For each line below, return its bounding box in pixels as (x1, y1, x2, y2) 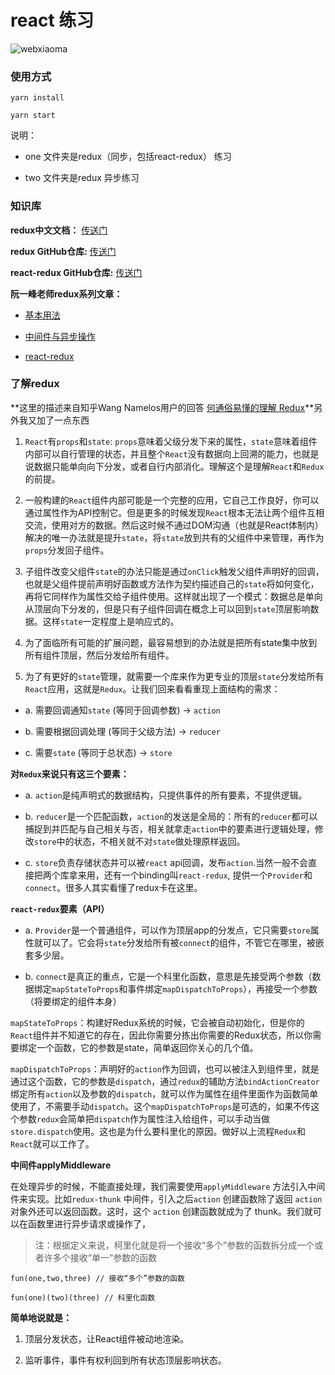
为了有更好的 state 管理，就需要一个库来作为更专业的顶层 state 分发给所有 (24, 670, 325, 682)
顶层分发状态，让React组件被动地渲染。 (24, 1332, 190, 1345)
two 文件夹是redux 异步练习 (24, 172, 140, 184)
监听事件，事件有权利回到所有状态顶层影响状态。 (24, 1354, 227, 1366)
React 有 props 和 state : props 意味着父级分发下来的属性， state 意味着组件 (24, 435, 318, 447)
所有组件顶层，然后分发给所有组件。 (24, 649, 175, 661)
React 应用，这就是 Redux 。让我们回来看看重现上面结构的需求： (24, 682, 281, 695)
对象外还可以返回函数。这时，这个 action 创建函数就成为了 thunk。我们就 (10, 1205, 313, 1217)
